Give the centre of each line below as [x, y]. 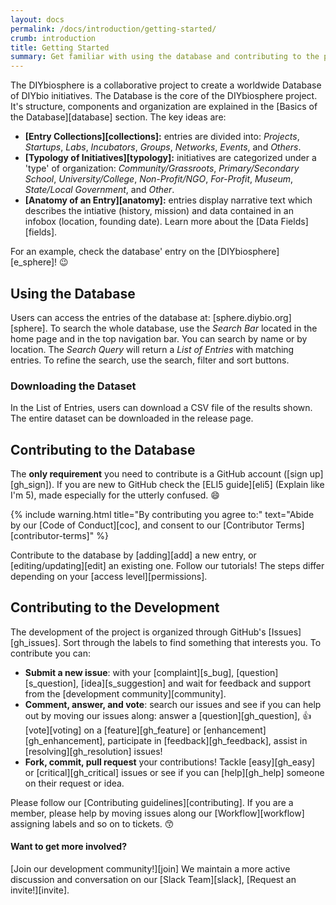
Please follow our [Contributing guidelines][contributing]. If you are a [152, 802]
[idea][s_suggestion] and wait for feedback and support [196, 683]
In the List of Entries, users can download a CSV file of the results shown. [161, 408]
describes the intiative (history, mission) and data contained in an [159, 211]
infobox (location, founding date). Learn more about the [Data [151, 222]
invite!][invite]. [40, 890]
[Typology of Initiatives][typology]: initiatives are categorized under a [170, 158]
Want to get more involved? [68, 847]
